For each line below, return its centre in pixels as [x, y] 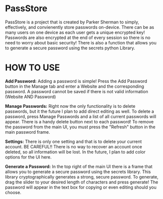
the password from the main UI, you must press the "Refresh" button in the [80, 127]
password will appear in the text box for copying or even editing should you [81, 187]
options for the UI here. [29, 157]
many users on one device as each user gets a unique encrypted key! [75, 32]
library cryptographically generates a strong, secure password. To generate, [82, 177]
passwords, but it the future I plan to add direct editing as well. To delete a [80, 111]
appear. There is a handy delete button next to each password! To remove [79, 121]
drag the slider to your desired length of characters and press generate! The [82, 182]
